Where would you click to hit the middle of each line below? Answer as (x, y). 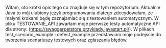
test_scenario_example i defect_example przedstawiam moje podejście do (83, 34)
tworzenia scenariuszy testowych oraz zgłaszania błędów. (66, 40)
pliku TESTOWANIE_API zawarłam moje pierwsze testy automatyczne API (82, 23)
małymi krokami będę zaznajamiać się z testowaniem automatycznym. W (82, 18)
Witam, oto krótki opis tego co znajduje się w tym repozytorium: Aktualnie (83, 7)
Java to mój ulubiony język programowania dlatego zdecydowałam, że (79, 13)
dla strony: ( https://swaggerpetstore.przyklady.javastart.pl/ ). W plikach (80, 29)
